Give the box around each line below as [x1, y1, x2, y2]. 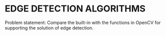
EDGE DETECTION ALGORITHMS [5, 3, 146, 14]
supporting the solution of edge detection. [5, 24, 94, 30]
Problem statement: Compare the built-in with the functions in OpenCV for [5, 19, 161, 25]
